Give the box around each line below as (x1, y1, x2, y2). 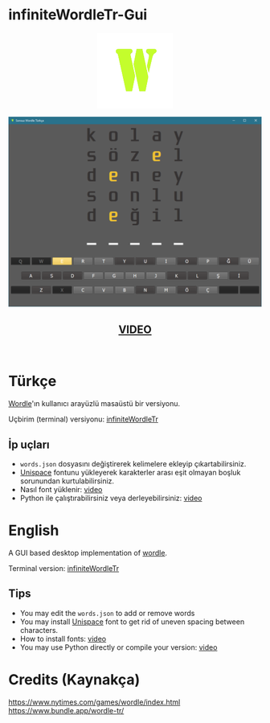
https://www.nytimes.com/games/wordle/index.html (8, 697, 181, 707)
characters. (19, 625, 59, 635)
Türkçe (8, 372, 57, 391)
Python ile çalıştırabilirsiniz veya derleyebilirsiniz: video (19, 493, 202, 503)
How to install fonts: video (19, 634, 107, 643)
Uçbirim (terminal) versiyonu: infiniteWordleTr (8, 414, 158, 424)
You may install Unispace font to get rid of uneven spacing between (19, 617, 245, 626)
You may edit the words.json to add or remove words (19, 608, 195, 618)
